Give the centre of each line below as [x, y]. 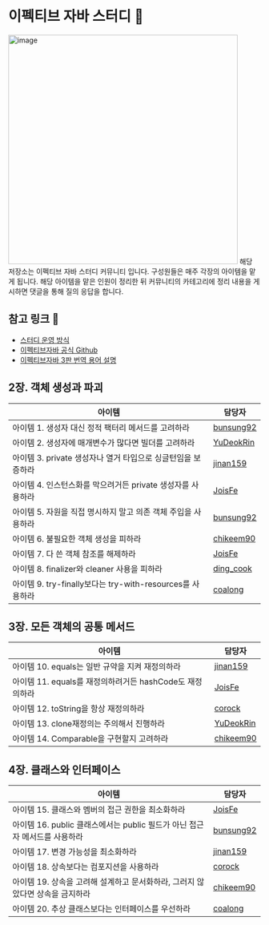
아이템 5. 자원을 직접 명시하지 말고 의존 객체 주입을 [102, 512]
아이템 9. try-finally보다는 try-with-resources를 [101, 584]
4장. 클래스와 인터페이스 [64, 770]
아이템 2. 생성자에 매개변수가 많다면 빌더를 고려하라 [104, 443]
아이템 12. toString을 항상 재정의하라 [78, 709]
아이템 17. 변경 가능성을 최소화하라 [75, 852]
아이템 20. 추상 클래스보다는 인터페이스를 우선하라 [101, 909]
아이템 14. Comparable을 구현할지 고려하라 [90, 739]
